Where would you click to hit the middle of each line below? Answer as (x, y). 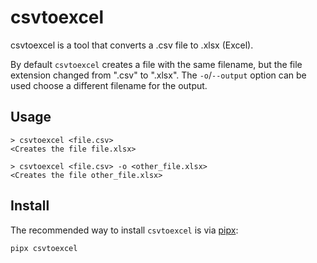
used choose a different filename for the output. (109, 85)
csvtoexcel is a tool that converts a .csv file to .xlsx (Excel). (132, 45)
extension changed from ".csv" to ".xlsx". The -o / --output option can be (158, 75)
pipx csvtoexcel (44, 248)
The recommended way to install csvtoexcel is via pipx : (124, 230)
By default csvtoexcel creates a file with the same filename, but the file (156, 64)
